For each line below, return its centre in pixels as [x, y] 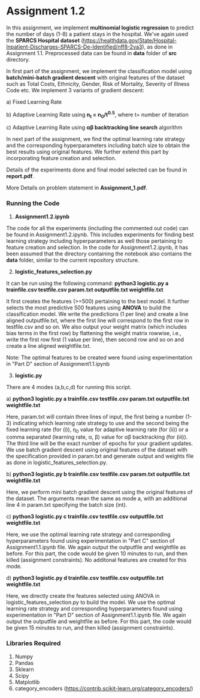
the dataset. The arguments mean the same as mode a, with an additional [97, 498]
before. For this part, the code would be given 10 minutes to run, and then [97, 553]
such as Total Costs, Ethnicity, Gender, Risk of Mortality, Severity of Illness [98, 84]
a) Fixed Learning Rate [34, 102]
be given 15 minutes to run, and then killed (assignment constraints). [90, 628]
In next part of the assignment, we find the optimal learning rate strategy [96, 139]
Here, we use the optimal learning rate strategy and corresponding [88, 534]
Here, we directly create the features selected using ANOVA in [83, 596]
